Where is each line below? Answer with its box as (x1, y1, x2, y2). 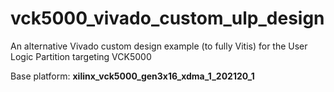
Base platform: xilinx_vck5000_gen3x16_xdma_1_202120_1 (10, 70, 255, 82)
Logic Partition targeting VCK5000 (10, 50, 152, 62)
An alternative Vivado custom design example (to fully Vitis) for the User (10, 40, 308, 52)
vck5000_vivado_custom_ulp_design (10, 7, 325, 30)
